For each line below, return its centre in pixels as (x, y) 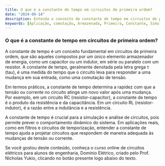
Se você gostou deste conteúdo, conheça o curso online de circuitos (75, 147)
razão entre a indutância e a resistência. (71, 108)
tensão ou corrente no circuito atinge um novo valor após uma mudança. (79, 92)
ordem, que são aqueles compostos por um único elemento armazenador (79, 56)
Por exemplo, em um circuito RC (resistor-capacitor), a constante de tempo (81, 97)
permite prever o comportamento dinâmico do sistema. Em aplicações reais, (82, 122)
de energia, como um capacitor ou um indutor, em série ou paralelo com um (82, 61)
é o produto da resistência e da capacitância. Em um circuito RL (69, 102)
